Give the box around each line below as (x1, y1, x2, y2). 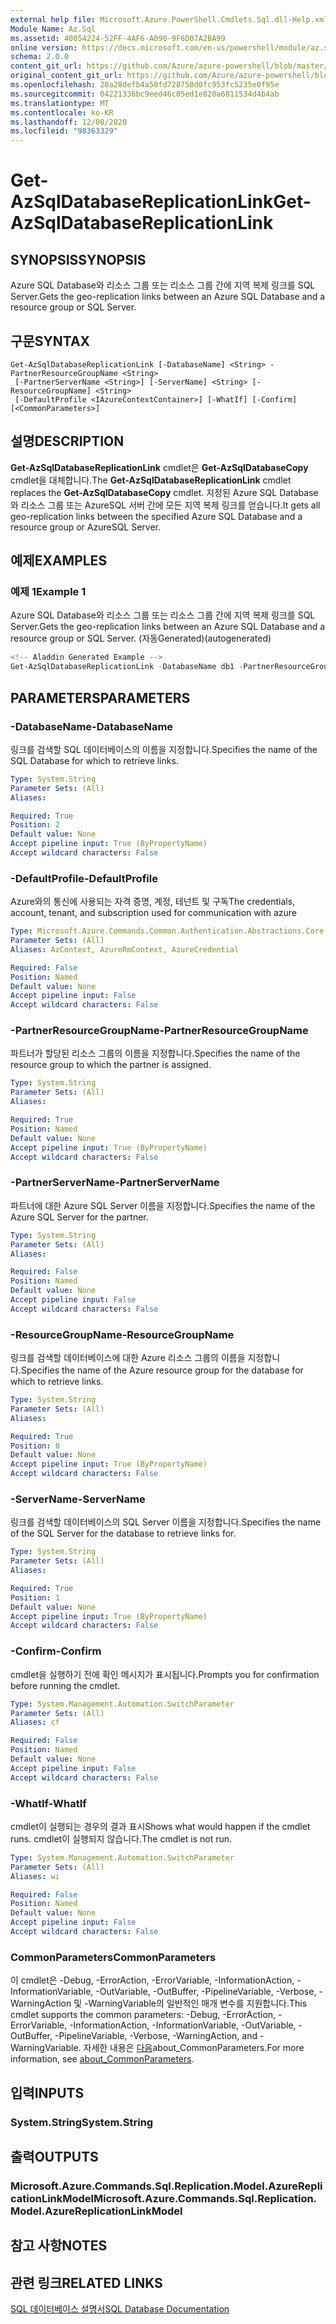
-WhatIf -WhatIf (10, 1796, 87, 1810)
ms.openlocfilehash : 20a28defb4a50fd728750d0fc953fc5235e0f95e (10, 80, 280, 90)
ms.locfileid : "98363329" (10, 126, 118, 136)
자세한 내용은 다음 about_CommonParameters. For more (83, 2042, 305, 2054)
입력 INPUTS (10, 2084, 85, 2101)
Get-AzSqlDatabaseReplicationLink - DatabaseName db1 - (10, 662, 244, 672)
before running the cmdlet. (10, 1679, 121, 1691)
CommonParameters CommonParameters (10, 1950, 217, 1964)
